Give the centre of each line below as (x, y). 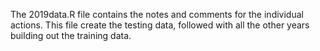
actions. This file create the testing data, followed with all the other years (160, 25)
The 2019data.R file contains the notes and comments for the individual (157, 14)
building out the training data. (71, 35)
